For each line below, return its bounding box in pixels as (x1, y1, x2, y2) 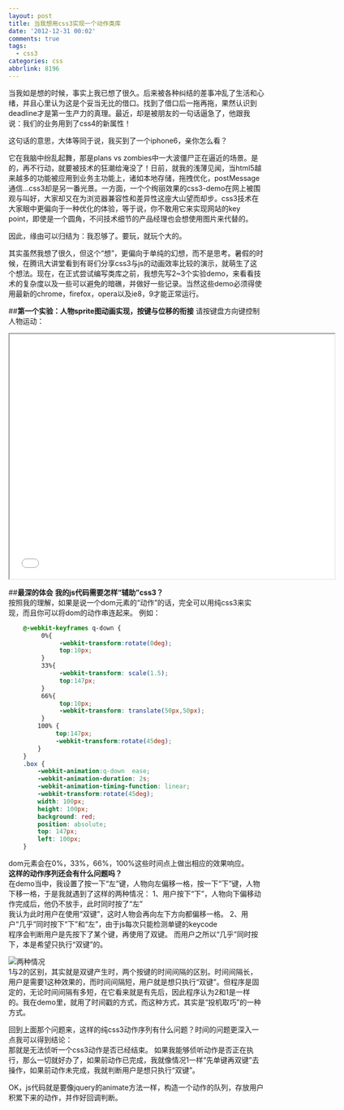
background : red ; (37, 812, 96, 820)
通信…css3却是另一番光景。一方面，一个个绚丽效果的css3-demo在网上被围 (8, 183, 261, 193)
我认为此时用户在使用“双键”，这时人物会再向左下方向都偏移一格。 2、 (8, 910, 242, 919)
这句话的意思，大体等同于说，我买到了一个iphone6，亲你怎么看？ (8, 136, 228, 145)
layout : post (8, 11, 53, 20)
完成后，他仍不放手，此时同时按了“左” (15, 899, 144, 909)
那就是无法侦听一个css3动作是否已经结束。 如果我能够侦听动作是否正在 (8, 1045, 247, 1055)
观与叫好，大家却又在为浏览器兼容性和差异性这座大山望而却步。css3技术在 (8, 193, 260, 203)
